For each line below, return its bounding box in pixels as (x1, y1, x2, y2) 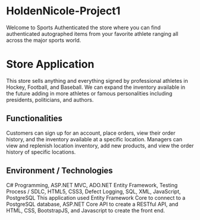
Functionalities (6, 113, 62, 123)
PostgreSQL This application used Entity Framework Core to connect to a (6, 194, 186, 201)
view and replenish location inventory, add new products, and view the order (6, 142, 194, 149)
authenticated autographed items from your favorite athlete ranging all (6, 30, 179, 37)
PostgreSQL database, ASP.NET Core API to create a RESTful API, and (6, 200, 179, 207)
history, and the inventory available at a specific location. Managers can (6, 135, 183, 142)
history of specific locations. (6, 148, 76, 156)
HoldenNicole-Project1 (6, 4, 121, 18)
